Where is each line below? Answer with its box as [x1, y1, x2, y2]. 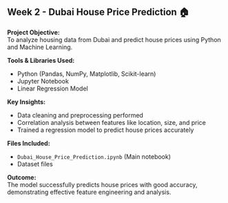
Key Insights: [7, 97, 46, 106]
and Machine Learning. [7, 43, 73, 51]
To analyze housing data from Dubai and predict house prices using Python [7, 35, 222, 43]
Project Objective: [7, 28, 60, 37]
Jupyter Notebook [17, 77, 69, 85]
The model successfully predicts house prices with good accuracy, [7, 180, 198, 188]
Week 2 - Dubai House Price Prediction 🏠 [7, 6, 189, 18]
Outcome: [7, 173, 37, 182]
